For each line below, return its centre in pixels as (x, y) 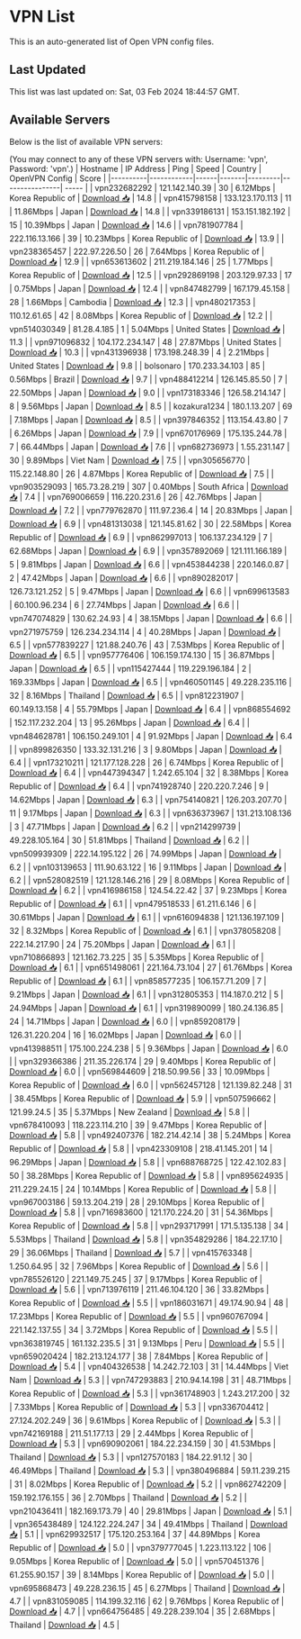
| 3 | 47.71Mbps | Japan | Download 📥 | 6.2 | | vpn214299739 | (125, 827)
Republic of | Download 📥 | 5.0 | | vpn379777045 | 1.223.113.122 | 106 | (140, 1547)
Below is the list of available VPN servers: (86, 141)
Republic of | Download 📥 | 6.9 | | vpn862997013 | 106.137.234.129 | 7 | (141, 537)
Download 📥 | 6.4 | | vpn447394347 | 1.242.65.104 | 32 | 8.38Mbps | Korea (149, 773)
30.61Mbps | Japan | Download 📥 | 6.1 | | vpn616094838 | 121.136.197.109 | (147, 917)
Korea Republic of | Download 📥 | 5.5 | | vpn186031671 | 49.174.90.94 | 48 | (149, 1302)
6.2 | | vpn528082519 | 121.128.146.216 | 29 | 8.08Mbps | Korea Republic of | (150, 880)
